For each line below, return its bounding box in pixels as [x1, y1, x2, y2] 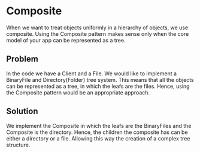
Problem [6, 54, 39, 64]
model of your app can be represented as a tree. [6, 36, 126, 44]
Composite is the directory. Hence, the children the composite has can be [6, 128, 188, 136]
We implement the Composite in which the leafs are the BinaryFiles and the [6, 122, 192, 129]
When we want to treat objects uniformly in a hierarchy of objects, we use [6, 24, 189, 31]
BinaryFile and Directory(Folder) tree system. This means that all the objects [6, 76, 194, 83]
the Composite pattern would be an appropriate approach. [6, 88, 150, 96]
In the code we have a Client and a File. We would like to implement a [6, 70, 177, 77]
